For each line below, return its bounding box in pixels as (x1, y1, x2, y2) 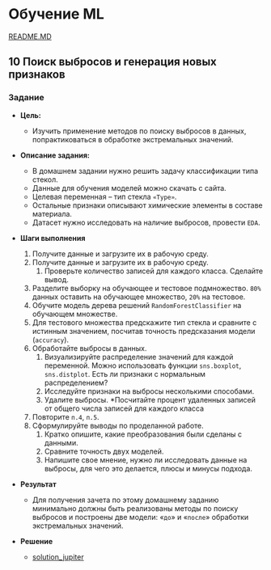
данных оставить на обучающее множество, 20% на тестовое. (32, 292, 246, 302)
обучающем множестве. (32, 309, 118, 319)
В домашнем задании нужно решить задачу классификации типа (32, 166, 259, 175)
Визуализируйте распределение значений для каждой (44, 352, 234, 361)
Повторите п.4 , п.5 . (32, 412, 100, 421)
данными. (44, 437, 78, 447)
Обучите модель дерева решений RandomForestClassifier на (32, 300, 242, 310)
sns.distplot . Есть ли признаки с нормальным (44, 369, 206, 378)
